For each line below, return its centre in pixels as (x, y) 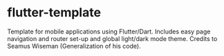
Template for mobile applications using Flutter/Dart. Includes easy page (109, 31)
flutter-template (54, 13)
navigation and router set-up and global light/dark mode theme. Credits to (112, 38)
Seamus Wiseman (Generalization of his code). (74, 46)
